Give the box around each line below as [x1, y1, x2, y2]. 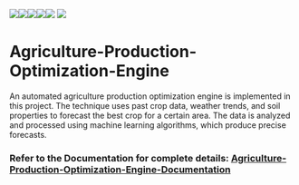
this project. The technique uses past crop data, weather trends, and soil [9, 100, 281, 111]
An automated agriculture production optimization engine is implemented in [9, 91, 292, 102]
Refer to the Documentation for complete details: [9, 151, 229, 164]
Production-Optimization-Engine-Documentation [9, 163, 231, 176]
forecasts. [9, 129, 47, 140]
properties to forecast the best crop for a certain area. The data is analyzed [9, 110, 291, 121]
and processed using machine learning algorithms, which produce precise [9, 119, 287, 131]
